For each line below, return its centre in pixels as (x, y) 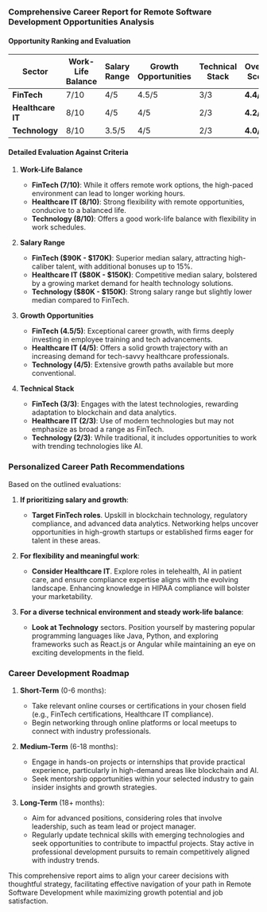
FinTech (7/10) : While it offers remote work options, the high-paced (142, 185)
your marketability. (62, 596)
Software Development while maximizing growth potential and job (116, 892)
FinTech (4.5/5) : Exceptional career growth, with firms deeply (133, 331)
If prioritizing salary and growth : (74, 500)
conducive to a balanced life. (79, 211)
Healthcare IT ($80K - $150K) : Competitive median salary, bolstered (144, 275)
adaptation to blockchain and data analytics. (104, 412)
